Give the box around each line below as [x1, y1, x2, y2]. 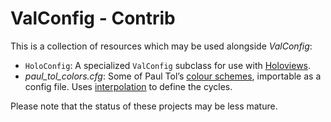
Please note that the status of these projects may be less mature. [10, 100, 278, 112]
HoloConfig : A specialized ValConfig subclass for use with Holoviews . [24, 59, 312, 71]
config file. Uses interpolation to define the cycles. [24, 80, 233, 92]
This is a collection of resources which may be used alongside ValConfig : [10, 40, 313, 52]
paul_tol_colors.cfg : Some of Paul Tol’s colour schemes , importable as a [24, 70, 322, 82]
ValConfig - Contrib [10, 7, 176, 30]
